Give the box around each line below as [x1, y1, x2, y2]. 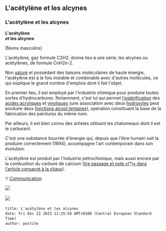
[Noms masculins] [5, 45, 42, 51]
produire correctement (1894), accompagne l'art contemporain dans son [5, 140, 154, 146]
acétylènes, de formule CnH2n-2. [5, 59, 73, 66]
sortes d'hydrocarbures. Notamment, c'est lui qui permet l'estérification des [5, 95, 160, 101]
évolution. [5, 146, 26, 152]
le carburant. [5, 125, 31, 131]
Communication [9, 175, 42, 181]
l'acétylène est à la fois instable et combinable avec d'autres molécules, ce [5, 74, 159, 81]
